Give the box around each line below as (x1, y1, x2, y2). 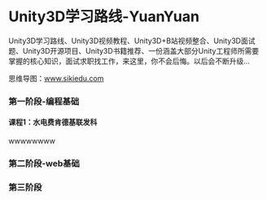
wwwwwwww (8, 136, 55, 146)
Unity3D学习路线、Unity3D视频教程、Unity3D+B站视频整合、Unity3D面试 (8, 36, 256, 46)
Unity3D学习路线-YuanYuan (8, 7, 199, 26)
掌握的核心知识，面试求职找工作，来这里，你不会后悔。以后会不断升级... (8, 56, 251, 66)
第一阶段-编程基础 (8, 95, 80, 107)
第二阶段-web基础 (8, 158, 80, 169)
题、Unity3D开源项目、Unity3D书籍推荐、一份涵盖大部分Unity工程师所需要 (8, 46, 259, 55)
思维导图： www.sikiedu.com (8, 73, 104, 83)
